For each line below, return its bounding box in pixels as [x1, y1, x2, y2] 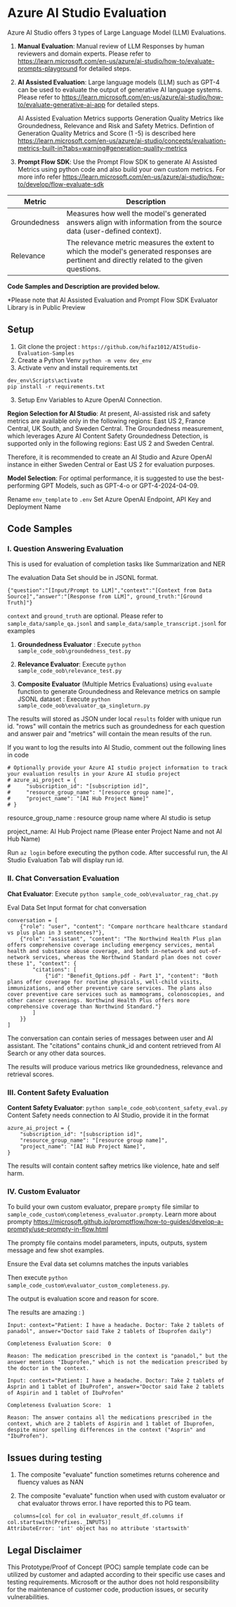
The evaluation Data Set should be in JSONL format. [7, 574, 159, 582]
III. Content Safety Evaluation [7, 1088, 109, 1097]
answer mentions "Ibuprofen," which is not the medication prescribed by [7, 1359, 228, 1366]
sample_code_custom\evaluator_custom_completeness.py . [7, 1281, 170, 1290]
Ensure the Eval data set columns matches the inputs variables [7, 1260, 189, 1268]
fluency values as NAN [17, 1478, 84, 1487]
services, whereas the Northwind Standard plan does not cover [32, 954, 221, 961]
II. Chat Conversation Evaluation [7, 874, 119, 883]
